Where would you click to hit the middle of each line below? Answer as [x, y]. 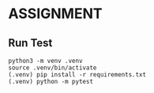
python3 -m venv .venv [45, 61]
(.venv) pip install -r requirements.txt [77, 75]
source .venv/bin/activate [53, 68]
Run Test [30, 43]
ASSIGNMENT [55, 14]
